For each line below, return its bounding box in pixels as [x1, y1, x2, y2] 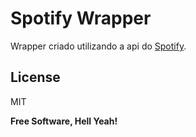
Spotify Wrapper [10, 7, 152, 30]
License [10, 69, 61, 86]
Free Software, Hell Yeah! [10, 115, 118, 127]
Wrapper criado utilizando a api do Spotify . [10, 40, 187, 52]
